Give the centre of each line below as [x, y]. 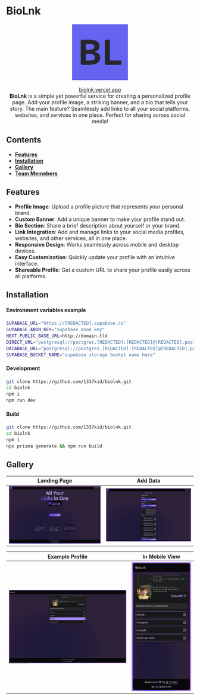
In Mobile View [161, 556]
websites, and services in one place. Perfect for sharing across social [100, 115]
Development [23, 368]
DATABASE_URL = [24, 349]
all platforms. [31, 276]
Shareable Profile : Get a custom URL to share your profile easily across [102, 270]
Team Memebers [36, 173]
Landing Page [55, 481]
